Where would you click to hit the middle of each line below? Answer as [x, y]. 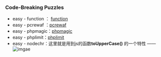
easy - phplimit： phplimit [38, 37]
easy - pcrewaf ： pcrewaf [39, 25]
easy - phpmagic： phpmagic [42, 31]
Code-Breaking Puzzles [34, 7]
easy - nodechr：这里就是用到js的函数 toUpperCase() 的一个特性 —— [84, 44]
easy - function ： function [40, 19]
